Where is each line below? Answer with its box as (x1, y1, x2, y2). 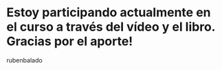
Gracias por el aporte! (6, 34, 133, 49)
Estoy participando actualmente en (6, 5, 211, 20)
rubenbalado (6, 56, 43, 64)
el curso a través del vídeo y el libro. (6, 19, 216, 35)
